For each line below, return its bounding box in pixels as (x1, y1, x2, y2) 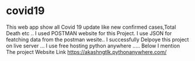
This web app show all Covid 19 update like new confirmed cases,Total (6, 23, 176, 30)
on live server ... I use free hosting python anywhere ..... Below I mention (6, 42, 180, 49)
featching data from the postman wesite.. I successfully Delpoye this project (6, 36, 189, 43)
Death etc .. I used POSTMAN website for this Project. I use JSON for (6, 29, 172, 36)
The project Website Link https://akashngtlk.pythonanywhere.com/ (6, 48, 167, 55)
